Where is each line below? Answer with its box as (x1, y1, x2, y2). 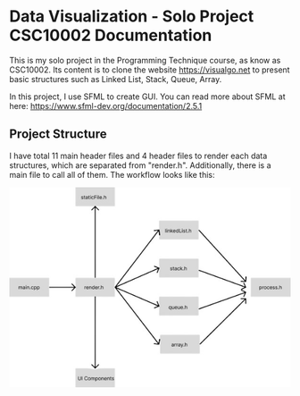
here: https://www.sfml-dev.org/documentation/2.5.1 (9, 100, 203, 111)
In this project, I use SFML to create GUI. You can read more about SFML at (9, 91, 286, 102)
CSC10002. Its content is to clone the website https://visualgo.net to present (9, 64, 290, 75)
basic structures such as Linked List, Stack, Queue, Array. (9, 73, 222, 84)
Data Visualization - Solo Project (9, 6, 254, 27)
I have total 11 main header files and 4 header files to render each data (9, 150, 268, 161)
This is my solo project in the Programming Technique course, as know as (9, 55, 281, 65)
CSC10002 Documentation (9, 25, 212, 46)
